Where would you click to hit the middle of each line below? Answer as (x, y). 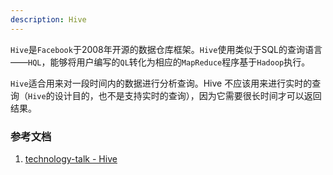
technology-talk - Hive (71, 158)
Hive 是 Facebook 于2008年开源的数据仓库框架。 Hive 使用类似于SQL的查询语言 (166, 49)
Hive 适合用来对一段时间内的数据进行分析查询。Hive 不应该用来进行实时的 (161, 83)
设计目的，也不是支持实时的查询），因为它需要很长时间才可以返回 (188, 95)
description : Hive (48, 19)
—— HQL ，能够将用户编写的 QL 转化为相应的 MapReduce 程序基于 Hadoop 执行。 (160, 62)
